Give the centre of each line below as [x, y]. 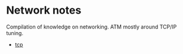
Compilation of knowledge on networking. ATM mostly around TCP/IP [91, 27]
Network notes [44, 10]
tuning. [15, 33]
